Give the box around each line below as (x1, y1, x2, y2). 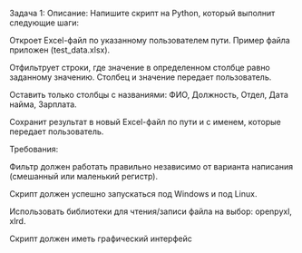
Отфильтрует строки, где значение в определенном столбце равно (9, 63, 270, 73)
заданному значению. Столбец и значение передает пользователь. (9, 72, 272, 83)
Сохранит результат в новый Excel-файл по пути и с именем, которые (9, 117, 281, 127)
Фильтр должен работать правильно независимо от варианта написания (9, 161, 294, 171)
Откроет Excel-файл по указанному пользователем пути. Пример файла (9, 35, 290, 45)
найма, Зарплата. (9, 99, 77, 110)
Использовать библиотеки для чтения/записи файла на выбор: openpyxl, (9, 206, 293, 217)
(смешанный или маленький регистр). (9, 171, 159, 181)
